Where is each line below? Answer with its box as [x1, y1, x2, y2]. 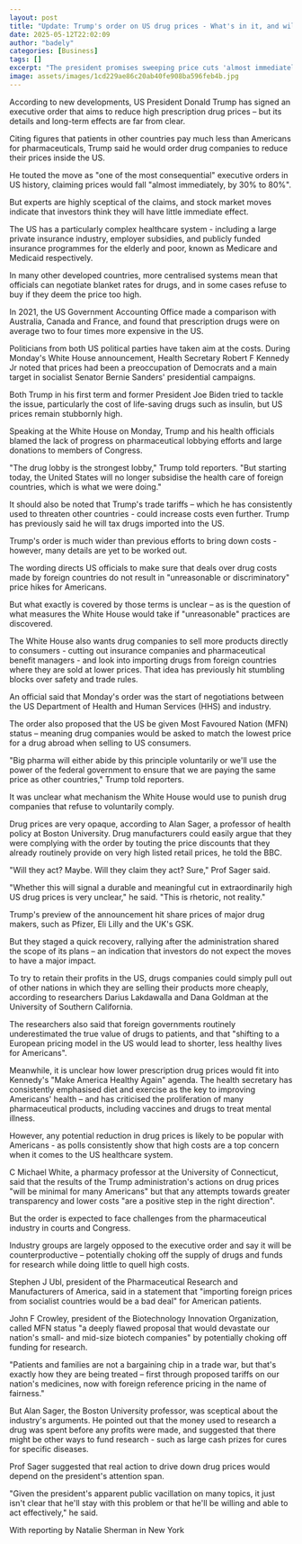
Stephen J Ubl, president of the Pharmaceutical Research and [9, 1276, 238, 1287]
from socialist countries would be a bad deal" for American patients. [9, 1296, 262, 1306]
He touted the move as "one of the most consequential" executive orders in [9, 169, 289, 180]
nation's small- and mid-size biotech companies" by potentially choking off [9, 1332, 288, 1342]
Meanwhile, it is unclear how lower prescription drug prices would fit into [9, 1064, 280, 1076]
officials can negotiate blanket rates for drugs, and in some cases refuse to [9, 279, 288, 290]
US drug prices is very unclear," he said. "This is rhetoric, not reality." [9, 891, 266, 902]
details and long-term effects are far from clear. [9, 115, 186, 126]
